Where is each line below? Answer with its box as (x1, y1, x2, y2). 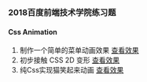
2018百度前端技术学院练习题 (8, 6, 116, 17)
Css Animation (8, 27, 57, 36)
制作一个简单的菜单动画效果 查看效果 (19, 46, 139, 55)
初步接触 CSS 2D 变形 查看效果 (19, 55, 120, 65)
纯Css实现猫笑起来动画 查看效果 (19, 65, 124, 75)
